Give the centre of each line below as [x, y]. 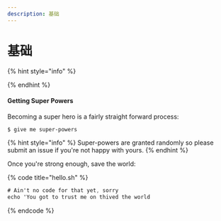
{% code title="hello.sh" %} [48, 177]
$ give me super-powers [42, 129]
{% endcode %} [31, 210]
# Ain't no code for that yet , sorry [63, 190]
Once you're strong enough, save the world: [72, 164]
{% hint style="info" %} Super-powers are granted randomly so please [110, 143]
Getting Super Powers [40, 101]
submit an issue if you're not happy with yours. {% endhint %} [98, 150]
